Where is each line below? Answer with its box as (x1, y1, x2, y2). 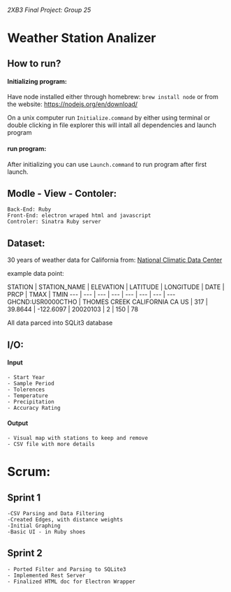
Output (7, 419, 29, 427)
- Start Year (7, 373, 45, 380)
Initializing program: (7, 77, 68, 85)
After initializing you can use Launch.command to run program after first (7, 160, 207, 168)
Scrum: (7, 464, 51, 480)
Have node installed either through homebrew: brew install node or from (7, 93, 218, 101)
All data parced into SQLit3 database (7, 318, 113, 327)
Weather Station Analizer (7, 30, 156, 45)
